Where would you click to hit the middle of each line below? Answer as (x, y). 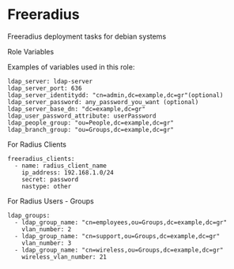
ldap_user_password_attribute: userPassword (82, 116)
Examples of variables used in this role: (71, 67)
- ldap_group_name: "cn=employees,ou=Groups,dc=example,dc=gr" (121, 222)
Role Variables (31, 51)
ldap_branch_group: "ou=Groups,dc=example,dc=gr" (91, 129)
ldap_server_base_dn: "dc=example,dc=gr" (77, 109)
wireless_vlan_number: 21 (64, 257)
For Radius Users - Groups (51, 201)
